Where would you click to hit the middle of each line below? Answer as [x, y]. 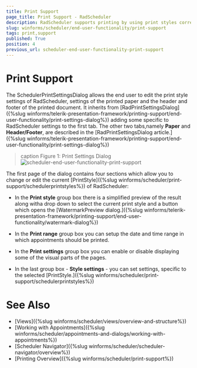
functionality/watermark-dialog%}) [56, 222]
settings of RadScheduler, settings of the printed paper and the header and [97, 101]
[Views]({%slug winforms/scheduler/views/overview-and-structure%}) [100, 321]
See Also [28, 305]
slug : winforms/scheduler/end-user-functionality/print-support [86, 28]
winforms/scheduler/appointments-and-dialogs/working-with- [90, 333]
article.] [163, 132]
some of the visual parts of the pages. [60, 257]
